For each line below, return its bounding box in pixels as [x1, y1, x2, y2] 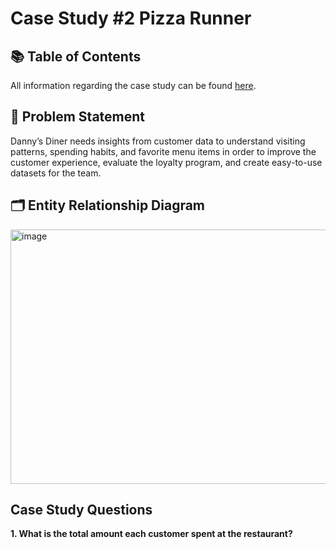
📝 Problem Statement [10, 108, 146, 126]
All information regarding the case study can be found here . [10, 80, 257, 91]
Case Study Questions [10, 502, 153, 519]
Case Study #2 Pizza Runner [10, 7, 252, 30]
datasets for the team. [10, 167, 102, 179]
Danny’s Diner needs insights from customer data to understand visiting [10, 135, 306, 147]
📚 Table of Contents [10, 48, 142, 65]
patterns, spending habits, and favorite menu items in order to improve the [10, 145, 317, 157]
